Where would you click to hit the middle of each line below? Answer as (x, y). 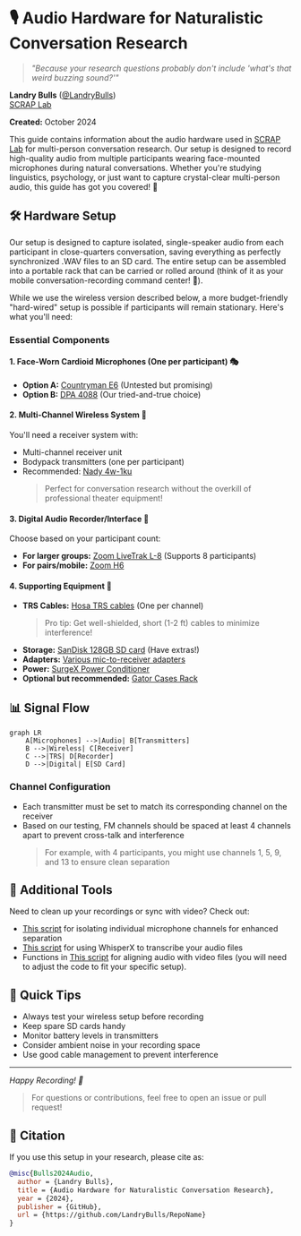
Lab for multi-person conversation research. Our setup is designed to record (150, 149)
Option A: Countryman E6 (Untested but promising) (117, 385)
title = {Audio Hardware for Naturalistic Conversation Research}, (146, 1190)
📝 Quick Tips (46, 995)
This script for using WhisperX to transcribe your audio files (133, 948)
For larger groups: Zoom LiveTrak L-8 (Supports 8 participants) (139, 556)
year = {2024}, (46, 1198)
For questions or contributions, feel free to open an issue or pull (149, 1098)
